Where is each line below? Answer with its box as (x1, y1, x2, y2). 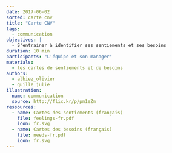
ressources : (6, 104, 36, 110)
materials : (6, 59, 34, 65)
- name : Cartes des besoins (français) (12, 126, 113, 133)
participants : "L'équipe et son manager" (6, 54, 113, 60)
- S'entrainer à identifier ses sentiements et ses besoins (12, 43, 167, 49)
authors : (6, 70, 28, 76)
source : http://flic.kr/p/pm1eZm (12, 98, 96, 104)
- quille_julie (12, 82, 50, 88)
